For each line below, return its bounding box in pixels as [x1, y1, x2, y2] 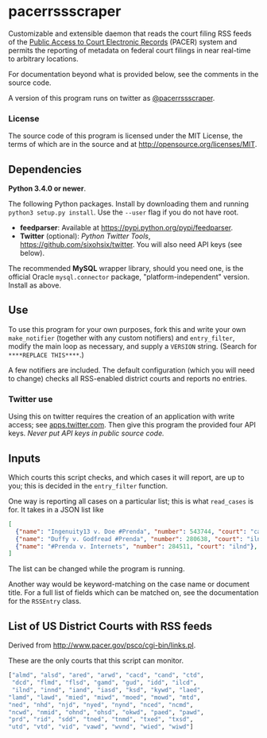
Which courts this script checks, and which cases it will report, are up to [8, 472, 245, 482]
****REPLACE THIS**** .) [8, 350, 85, 359]
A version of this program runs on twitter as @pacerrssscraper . [8, 93, 215, 102]
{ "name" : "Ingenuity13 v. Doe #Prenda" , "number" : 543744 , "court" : [15, 527, 247, 535]
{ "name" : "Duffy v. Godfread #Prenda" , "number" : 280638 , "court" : [15, 535, 244, 543]
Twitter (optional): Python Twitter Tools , [19, 231, 151, 241]
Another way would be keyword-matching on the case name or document [8, 579, 250, 589]
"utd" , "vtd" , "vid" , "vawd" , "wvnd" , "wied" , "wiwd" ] [8, 723, 194, 731]
